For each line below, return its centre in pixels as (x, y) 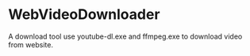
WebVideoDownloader (84, 15)
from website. (31, 44)
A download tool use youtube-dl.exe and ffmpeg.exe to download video (125, 36)
